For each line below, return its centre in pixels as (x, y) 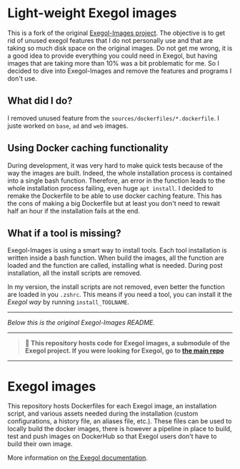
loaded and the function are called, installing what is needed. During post (115, 266)
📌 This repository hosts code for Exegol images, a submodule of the (127, 343)
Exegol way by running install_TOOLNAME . (69, 302)
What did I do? (40, 101)
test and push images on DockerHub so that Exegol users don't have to (112, 436)
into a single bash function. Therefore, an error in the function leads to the (116, 181)
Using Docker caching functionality (88, 148)
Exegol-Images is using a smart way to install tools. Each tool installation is (117, 251)
